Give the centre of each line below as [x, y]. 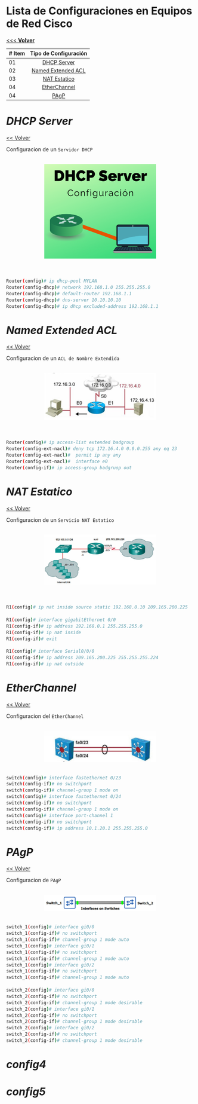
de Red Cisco [39, 24]
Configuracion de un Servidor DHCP [49, 149]
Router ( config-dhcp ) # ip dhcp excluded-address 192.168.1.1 [83, 306]
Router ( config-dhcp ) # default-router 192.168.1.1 [69, 293]
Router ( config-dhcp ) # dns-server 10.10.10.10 [64, 300]
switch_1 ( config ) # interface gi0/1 [50, 946]
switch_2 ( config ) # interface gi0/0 [50, 990]
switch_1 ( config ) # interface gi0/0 [50, 927]
